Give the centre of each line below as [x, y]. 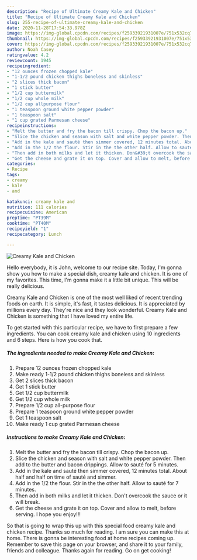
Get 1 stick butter [35, 386]
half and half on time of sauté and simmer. [66, 477]
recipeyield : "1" [28, 229]
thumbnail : [20, 39]
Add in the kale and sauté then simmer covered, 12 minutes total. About [101, 470]
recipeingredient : [29, 66]
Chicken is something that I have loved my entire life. [70, 316]
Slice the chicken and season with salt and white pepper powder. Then [100, 458]
